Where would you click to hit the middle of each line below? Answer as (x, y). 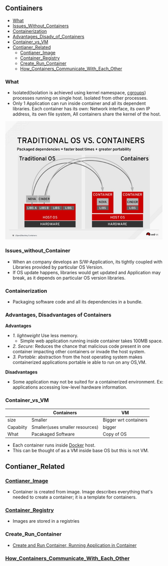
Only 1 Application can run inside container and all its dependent (79, 103)
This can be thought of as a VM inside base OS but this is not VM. (81, 451)
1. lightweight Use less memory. (46, 336)
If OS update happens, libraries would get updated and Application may (87, 272)
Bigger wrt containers (125, 420)
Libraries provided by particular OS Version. (58, 267)
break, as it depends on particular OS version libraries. (69, 278)
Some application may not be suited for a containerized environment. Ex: (88, 382)
